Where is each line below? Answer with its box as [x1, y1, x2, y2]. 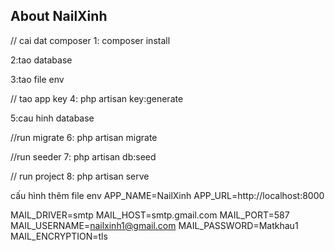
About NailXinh [10, 8, 108, 25]
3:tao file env [10, 73, 65, 85]
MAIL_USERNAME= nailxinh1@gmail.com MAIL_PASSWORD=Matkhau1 [10, 219, 299, 231]
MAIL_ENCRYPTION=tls [10, 230, 108, 242]
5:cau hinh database [10, 112, 95, 124]
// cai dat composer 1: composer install [10, 34, 171, 46]
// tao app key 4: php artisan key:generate [10, 92, 184, 104]
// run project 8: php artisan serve [10, 170, 150, 182]
